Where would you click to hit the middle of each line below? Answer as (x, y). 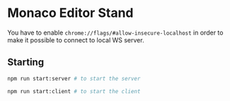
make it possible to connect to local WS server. (76, 40)
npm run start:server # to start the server (74, 78)
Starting (26, 63)
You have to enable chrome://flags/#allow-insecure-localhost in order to (115, 32)
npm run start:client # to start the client (74, 91)
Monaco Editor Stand (70, 13)
